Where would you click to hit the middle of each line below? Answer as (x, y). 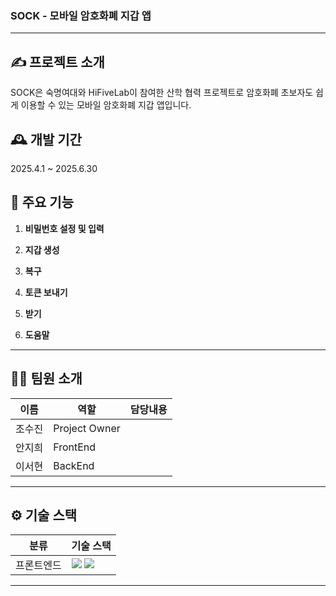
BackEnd (74, 465)
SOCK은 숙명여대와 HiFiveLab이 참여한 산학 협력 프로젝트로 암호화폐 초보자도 (162, 93)
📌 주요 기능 (42, 202)
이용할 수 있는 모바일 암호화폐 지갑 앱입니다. (106, 105)
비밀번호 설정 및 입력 (64, 228)
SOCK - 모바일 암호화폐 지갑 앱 (81, 15)
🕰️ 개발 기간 (46, 139)
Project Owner (87, 428)
